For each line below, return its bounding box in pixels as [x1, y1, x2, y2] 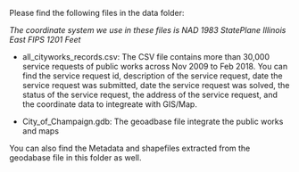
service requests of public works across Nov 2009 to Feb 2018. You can [21, 61, 288, 71]
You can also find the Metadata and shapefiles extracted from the [9, 143, 251, 153]
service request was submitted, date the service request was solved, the [21, 80, 290, 90]
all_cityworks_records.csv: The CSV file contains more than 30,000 [21, 52, 270, 61]
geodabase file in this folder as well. [9, 152, 142, 163]
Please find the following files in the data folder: [9, 8, 185, 18]
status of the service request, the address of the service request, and [21, 89, 278, 100]
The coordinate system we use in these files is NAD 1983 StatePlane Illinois [9, 25, 287, 35]
